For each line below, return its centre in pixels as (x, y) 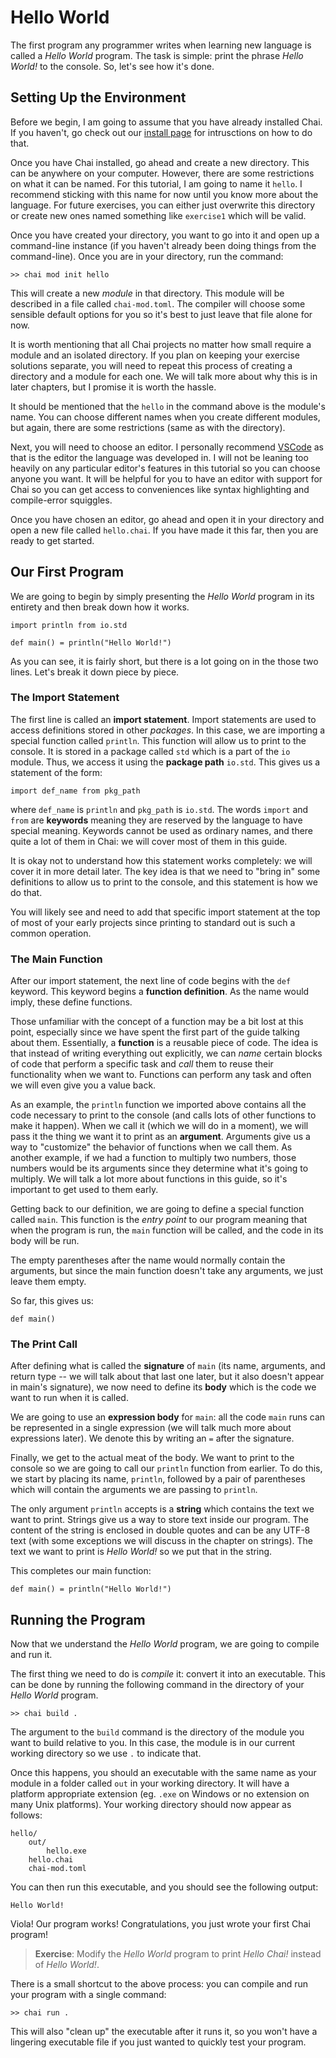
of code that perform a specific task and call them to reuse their (142, 1064)
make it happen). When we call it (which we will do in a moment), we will (159, 1126)
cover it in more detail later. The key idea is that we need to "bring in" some (165, 871)
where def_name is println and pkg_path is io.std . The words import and (159, 809)
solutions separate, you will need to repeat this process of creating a (151, 365)
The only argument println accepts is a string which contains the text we (162, 1509)
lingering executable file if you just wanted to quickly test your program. (158, 2042)
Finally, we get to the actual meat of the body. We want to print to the (152, 1458)
